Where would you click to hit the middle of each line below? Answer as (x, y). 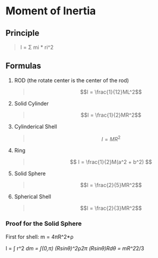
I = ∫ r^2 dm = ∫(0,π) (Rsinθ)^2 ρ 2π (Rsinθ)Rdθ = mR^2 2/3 (75, 248)
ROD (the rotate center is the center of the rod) (71, 80)
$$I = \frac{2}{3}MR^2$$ (111, 208)
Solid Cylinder (31, 103)
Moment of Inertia (51, 11)
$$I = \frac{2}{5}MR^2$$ (111, 185)
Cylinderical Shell (36, 126)
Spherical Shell (33, 197)
